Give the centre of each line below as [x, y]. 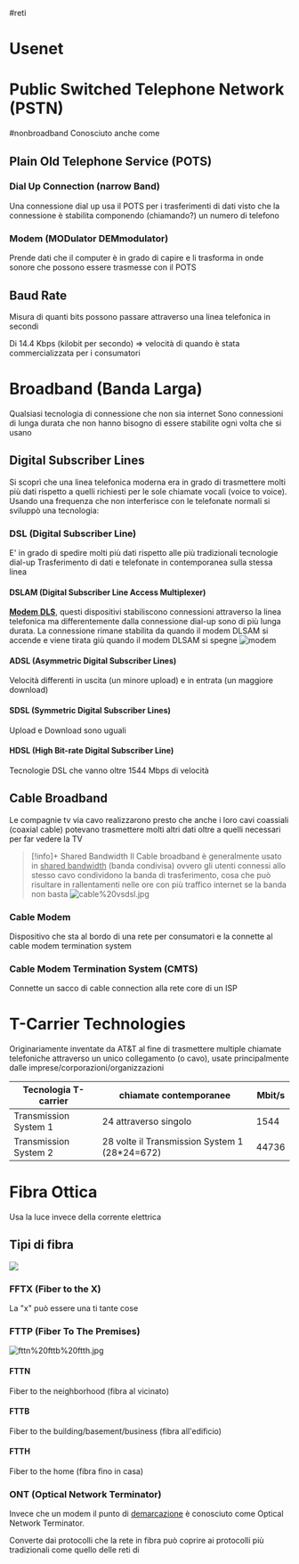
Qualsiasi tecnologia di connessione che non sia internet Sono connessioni [146, 413]
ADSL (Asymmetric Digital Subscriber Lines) [93, 660]
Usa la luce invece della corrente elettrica [85, 1217]
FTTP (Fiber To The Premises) [75, 1332]
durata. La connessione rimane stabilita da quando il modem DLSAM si [139, 631]
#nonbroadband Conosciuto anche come [85, 134]
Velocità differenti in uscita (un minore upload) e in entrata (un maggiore [141, 680]
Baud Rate [38, 295]
